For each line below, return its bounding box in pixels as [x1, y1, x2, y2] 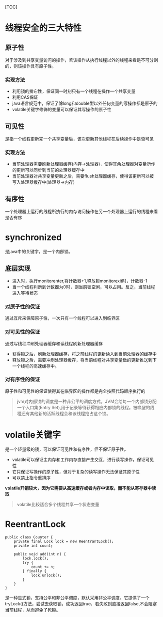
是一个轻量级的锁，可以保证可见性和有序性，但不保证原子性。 [5, 446, 129, 452]
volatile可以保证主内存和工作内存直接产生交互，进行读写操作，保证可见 [12, 457, 154, 462]
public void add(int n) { [14, 552, 66, 556]
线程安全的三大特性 [5, 23, 82, 33]
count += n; [31, 564, 55, 569]
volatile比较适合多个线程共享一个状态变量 [16, 501, 99, 507]
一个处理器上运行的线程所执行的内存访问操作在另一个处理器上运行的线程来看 [5, 208, 158, 215]
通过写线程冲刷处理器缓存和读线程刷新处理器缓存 [5, 340, 103, 346]
